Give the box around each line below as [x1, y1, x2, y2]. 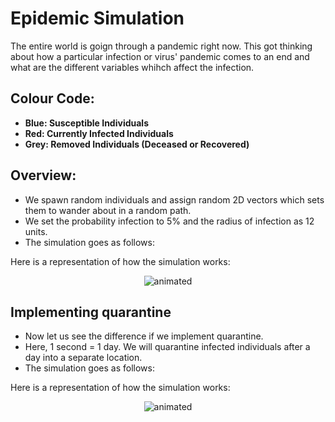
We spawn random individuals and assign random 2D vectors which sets [24, 193, 325, 206]
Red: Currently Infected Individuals [24, 127, 174, 139]
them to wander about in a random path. [24, 204, 192, 216]
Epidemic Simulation [10, 7, 185, 30]
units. [24, 225, 48, 237]
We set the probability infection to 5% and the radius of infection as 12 [24, 215, 315, 227]
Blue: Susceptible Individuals [24, 117, 149, 129]
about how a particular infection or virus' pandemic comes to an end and [10, 50, 310, 62]
